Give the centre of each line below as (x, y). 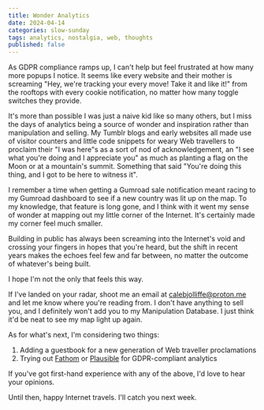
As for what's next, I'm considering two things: (84, 335)
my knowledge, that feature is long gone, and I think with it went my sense (129, 207)
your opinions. (32, 382)
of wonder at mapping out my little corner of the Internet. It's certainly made (132, 215)
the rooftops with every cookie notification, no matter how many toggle (123, 92)
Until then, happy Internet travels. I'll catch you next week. (102, 397)
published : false (37, 45)
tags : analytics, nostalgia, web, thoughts (81, 37)
